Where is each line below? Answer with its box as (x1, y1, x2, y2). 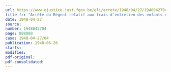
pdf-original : (5, 54, 36, 60)
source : (5, 21, 22, 27)
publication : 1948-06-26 (5, 41, 58, 46)
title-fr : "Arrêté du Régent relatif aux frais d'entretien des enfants (5, 12, 163, 17)
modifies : (5, 50, 26, 55)
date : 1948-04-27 (5, 17, 42, 22)
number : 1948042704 (5, 26, 47, 31)
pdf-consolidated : (5, 59, 44, 64)
